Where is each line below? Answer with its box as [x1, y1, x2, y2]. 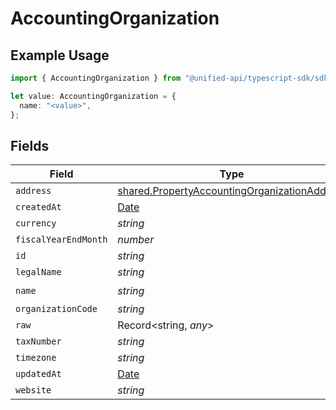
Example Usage [10, 47, 110, 64]
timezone [15, 352, 57, 364]
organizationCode [15, 303, 98, 315]
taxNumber [15, 336, 62, 347]
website [15, 385, 52, 396]
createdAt [15, 202, 62, 213]
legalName [15, 267, 62, 278]
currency [15, 218, 57, 229]
